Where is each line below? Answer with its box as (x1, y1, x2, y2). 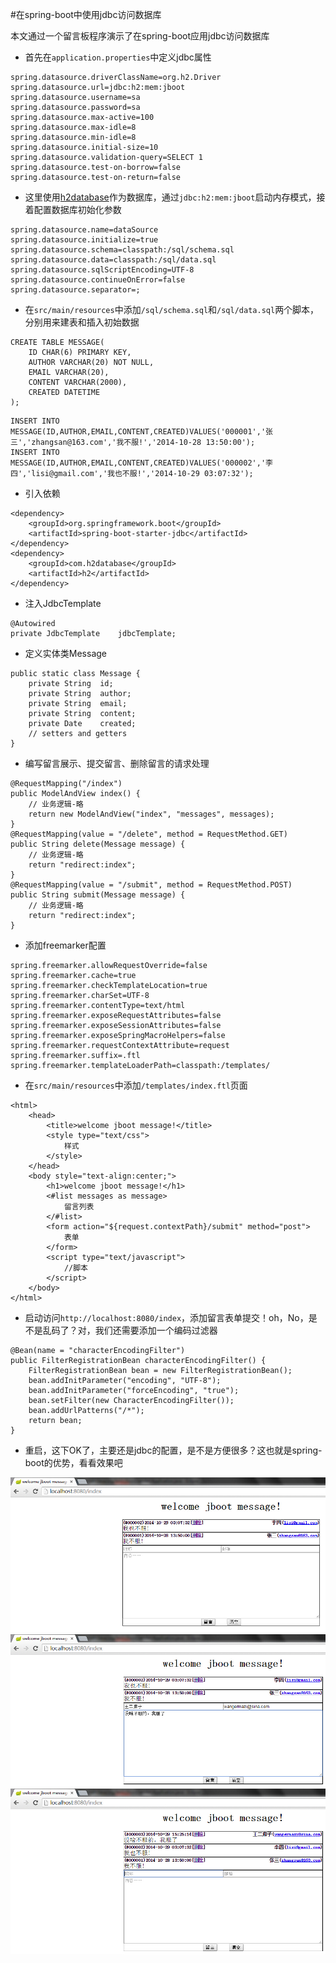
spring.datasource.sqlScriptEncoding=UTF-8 (10, 265, 195, 275)
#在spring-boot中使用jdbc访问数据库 (10, 9, 162, 20)
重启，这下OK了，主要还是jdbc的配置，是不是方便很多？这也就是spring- (24, 1444, 323, 1456)
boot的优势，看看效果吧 (24, 1457, 123, 1468)
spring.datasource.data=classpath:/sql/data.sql (10, 255, 217, 265)
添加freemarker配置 (24, 939, 107, 951)
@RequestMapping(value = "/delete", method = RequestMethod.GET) (10, 829, 288, 839)
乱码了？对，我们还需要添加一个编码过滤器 (42, 1324, 218, 1336)
